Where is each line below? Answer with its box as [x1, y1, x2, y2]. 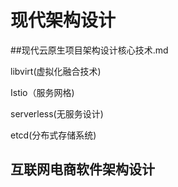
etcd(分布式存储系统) [10, 129, 97, 141]
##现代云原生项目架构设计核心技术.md [10, 44, 169, 56]
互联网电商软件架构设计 [10, 161, 155, 178]
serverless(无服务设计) [10, 107, 104, 120]
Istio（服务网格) [10, 86, 75, 98]
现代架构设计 [10, 9, 117, 32]
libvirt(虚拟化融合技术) [10, 65, 102, 77]
